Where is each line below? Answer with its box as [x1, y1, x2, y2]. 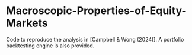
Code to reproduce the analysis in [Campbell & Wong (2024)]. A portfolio [6, 36, 184, 43]
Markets [6, 16, 49, 30]
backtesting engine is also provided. [6, 42, 95, 49]
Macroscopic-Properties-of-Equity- [6, 4, 187, 18]
